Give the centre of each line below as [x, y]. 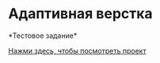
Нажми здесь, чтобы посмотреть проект [77, 50]
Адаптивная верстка [80, 14]
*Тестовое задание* [43, 35]
